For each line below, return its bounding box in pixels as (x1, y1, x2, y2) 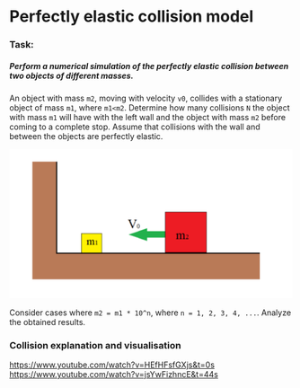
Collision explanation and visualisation (9, 339, 181, 351)
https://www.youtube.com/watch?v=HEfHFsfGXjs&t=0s (9, 359, 216, 370)
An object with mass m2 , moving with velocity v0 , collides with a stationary (9, 93, 283, 104)
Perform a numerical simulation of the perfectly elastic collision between (9, 60, 289, 71)
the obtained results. (9, 316, 86, 327)
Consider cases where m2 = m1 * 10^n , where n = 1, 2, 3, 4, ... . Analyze (9, 307, 292, 318)
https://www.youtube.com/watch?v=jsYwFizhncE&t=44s (9, 369, 218, 380)
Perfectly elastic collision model (9, 6, 254, 27)
